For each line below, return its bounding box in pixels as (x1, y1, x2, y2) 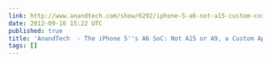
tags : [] (8, 42, 38, 50)
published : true (8, 27, 63, 35)
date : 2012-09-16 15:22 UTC (8, 19, 103, 27)
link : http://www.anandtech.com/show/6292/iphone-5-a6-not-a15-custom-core (8, 11, 269, 20)
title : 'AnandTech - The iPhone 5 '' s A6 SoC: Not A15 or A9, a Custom (8, 34, 254, 43)
